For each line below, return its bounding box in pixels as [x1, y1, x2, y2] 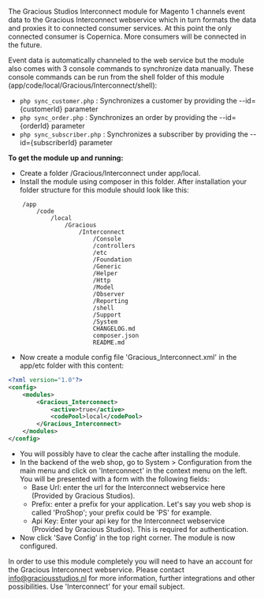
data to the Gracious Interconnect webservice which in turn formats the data [8, 15, 257, 24]
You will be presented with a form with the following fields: [19, 474, 210, 484]
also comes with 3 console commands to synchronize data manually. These [8, 64, 255, 73]
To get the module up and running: [8, 153, 124, 163]
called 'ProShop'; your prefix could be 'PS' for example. [31, 507, 213, 517]
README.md [92, 339, 125, 346]
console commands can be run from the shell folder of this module [8, 73, 225, 81]
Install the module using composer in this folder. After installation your [19, 177, 247, 186]
